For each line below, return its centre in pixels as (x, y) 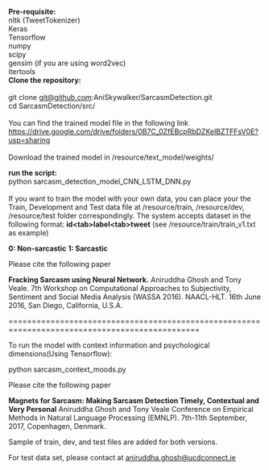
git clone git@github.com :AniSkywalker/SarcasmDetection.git (110, 97)
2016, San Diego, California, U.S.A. (66, 305)
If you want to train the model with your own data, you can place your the (130, 198)
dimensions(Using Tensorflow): (60, 354)
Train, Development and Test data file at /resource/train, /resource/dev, (126, 207)
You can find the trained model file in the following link (99, 123)
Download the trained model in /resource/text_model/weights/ (112, 157)
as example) (29, 233)
